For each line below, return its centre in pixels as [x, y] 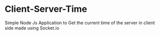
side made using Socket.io [32, 28]
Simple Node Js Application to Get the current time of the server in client [80, 23]
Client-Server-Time [46, 9]
